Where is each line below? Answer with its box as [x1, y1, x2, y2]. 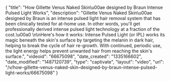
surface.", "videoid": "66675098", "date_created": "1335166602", [5, 53, 142, 59]
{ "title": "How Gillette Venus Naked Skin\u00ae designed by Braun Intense [5, 5, 163, 10]
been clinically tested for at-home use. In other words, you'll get [5, 21, 140, 27]
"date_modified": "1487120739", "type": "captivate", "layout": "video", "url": [5, 59, 164, 65]
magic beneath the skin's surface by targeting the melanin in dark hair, [5, 37, 155, 43]
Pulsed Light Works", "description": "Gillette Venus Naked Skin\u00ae [5, 10, 153, 16]
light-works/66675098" [5, 70, 55, 76]
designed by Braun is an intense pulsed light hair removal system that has [5, 15, 161, 21]
